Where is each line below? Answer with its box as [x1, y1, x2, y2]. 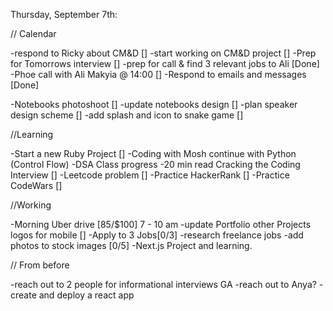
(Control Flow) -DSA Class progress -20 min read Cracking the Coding [10, 159, 301, 170]
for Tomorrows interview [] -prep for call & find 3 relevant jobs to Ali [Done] [10, 58, 320, 69]
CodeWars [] [10, 180, 63, 191]
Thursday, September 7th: [10, 9, 118, 20]
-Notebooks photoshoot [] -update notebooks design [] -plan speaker [10, 99, 298, 110]
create [10, 289, 37, 301]
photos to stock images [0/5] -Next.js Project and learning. [10, 240, 253, 251]
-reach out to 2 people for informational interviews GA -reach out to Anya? [10, 279, 317, 290]
